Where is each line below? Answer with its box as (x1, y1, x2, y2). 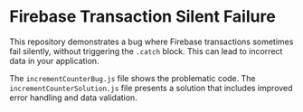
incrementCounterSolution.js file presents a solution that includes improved (9, 82, 293, 93)
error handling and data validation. (9, 92, 137, 103)
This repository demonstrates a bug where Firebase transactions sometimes (9, 36, 294, 47)
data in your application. (9, 55, 99, 66)
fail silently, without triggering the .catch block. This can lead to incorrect (9, 45, 283, 56)
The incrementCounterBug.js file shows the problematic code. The (9, 72, 256, 83)
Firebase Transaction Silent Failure (9, 6, 276, 27)
